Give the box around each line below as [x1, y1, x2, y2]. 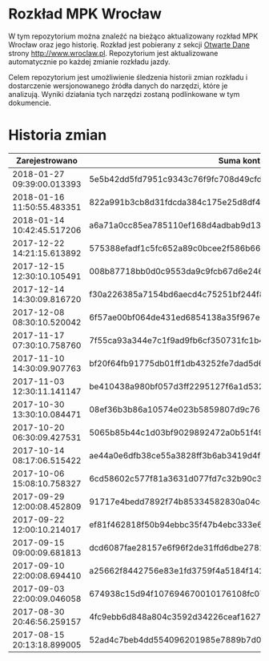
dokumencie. [8, 98, 52, 107]
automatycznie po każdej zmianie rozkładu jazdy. [8, 57, 171, 67]
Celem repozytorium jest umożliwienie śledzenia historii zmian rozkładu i [8, 72, 248, 82]
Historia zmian [8, 126, 107, 144]
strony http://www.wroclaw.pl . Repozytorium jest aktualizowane [8, 48, 219, 58]
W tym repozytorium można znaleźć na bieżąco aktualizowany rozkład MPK [8, 31, 259, 41]
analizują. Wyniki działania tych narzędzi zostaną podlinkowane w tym [8, 89, 240, 99]
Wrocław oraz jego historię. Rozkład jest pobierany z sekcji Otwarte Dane [8, 39, 251, 49]
